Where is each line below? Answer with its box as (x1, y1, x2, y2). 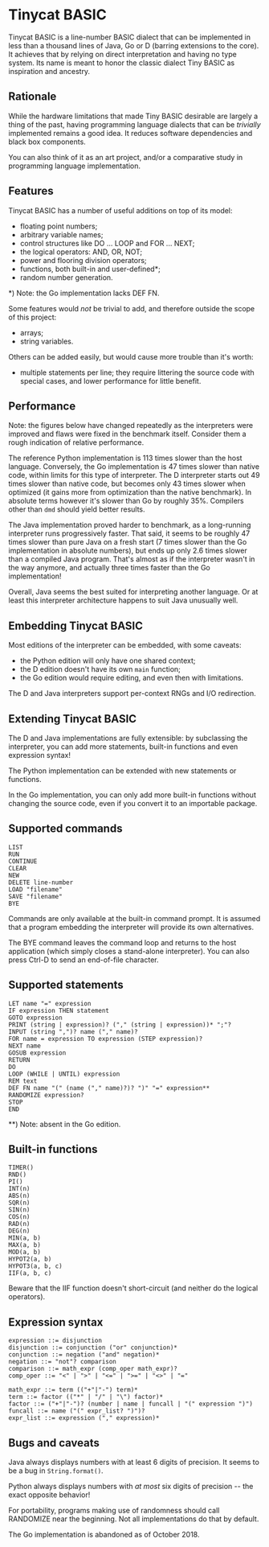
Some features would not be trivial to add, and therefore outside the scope (8, 303, 255, 313)
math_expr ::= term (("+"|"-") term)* (8, 1386, 138, 1394)
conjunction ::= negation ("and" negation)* (8, 1351, 160, 1359)
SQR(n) (8, 1199, 31, 1208)
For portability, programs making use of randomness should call (8, 1506, 220, 1516)
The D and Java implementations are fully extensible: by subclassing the (8, 734, 248, 743)
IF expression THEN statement (8, 1006, 110, 1014)
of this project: (8, 312, 57, 322)
